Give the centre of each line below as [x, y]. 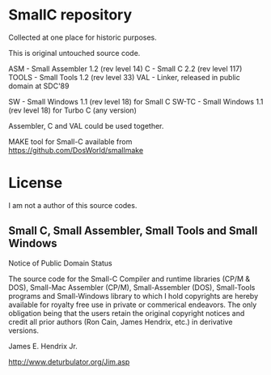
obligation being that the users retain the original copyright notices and [127, 313]
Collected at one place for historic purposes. [83, 37]
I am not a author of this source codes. [73, 205]
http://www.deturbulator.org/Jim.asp [69, 361]
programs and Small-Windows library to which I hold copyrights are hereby [133, 296]
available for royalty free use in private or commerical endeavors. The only [133, 305]
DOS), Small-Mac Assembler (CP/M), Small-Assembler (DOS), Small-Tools [132, 287]
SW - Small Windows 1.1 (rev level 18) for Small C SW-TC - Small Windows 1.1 [136, 101]
